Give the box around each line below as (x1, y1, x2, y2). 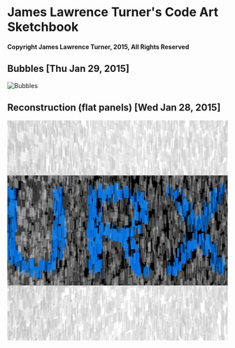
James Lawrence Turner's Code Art (7, 4, 219, 20)
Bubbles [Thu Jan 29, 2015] (7, 63, 129, 75)
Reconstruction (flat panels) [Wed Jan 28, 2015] (7, 101, 221, 113)
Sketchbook (7, 19, 79, 35)
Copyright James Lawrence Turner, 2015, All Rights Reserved (7, 43, 190, 51)
